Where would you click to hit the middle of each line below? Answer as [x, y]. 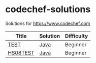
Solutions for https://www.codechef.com [48, 23]
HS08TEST [21, 53]
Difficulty [76, 36]
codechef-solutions [48, 9]
